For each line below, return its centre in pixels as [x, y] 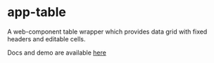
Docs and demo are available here [57, 52]
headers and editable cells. [46, 38]
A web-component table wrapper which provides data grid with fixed [107, 31]
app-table [37, 12]
